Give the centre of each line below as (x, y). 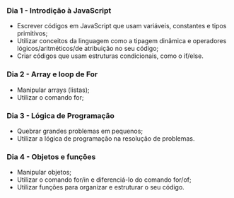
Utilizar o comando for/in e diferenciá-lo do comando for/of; (104, 180)
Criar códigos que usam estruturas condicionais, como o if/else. (110, 56)
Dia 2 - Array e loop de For (52, 74)
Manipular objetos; (44, 173)
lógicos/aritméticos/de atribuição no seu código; (88, 49)
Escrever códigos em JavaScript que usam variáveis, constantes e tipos (122, 26)
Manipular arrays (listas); (53, 90)
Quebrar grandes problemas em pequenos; (80, 131)
